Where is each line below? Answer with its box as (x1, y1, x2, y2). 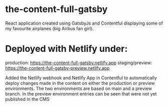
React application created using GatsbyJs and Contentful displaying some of (5, 20, 163, 26)
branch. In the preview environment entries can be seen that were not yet (5, 90, 157, 96)
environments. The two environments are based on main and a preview (5, 85, 152, 91)
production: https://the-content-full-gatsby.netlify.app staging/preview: (5, 59, 152, 66)
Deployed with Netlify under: (5, 43, 128, 55)
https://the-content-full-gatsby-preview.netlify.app (5, 65, 110, 71)
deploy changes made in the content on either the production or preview (5, 80, 155, 86)
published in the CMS (5, 96, 50, 102)
